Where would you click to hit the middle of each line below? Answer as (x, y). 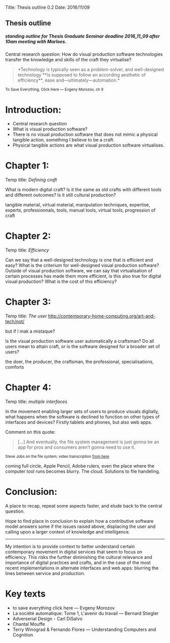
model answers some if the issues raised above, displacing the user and (80, 526)
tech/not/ (15, 321)
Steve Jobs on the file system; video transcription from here (57, 457)
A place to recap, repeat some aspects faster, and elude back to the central (84, 506)
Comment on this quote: (30, 432)
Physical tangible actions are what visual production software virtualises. (89, 145)
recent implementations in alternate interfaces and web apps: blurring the (82, 568)
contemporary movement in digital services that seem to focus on (74, 552)
